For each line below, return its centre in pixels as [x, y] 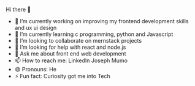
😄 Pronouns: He [35, 69]
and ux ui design [36, 28]
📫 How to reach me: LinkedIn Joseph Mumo [71, 60]
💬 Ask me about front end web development [70, 54]
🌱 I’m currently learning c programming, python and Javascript [94, 34]
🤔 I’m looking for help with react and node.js [70, 47]
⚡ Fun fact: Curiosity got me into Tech [63, 76]
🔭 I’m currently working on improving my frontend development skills [101, 21]
